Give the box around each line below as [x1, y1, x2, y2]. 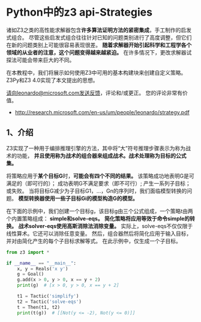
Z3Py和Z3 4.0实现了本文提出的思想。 [6, 76, 98, 84]
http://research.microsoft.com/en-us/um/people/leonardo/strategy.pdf [14, 108, 190, 116]
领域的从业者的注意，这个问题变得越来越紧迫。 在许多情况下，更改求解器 [6, 48, 187, 56]
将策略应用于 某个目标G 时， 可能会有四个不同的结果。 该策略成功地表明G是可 [6, 172, 194, 180]
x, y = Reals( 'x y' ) [17, 266, 68, 272]
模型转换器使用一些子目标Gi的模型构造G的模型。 [17, 195, 138, 202]
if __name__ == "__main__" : [6, 260, 77, 266]
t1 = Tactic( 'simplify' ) [17, 293, 79, 299]
